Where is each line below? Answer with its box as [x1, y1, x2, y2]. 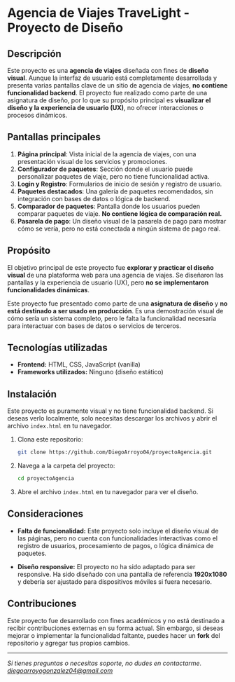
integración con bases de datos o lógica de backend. [17, 194, 171, 203]
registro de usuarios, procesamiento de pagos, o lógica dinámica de [17, 541, 214, 550]
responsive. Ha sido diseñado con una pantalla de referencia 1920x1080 [17, 570, 227, 578]
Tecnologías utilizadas [7, 342, 108, 354]
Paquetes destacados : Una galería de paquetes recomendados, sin [17, 187, 213, 196]
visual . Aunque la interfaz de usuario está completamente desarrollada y [7, 74, 218, 82]
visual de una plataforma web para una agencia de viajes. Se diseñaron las [7, 271, 224, 279]
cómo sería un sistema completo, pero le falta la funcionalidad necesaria [7, 314, 217, 322]
